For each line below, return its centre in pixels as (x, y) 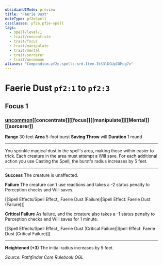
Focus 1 (16, 106)
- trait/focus (24, 41)
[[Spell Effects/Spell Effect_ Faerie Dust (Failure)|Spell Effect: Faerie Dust (78, 199)
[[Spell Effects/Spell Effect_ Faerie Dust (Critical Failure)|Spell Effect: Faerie (80, 228)
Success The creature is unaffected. (42, 175)
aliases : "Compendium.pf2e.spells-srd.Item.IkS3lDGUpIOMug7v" (69, 64)
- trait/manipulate (29, 46)
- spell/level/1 (26, 32)
